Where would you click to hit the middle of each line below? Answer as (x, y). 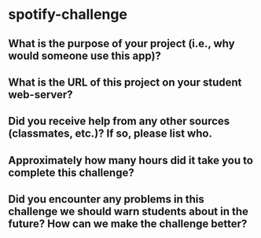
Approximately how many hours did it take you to (131, 160)
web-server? (40, 95)
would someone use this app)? (85, 55)
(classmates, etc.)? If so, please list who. (110, 134)
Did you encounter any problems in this (106, 199)
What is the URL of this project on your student (125, 82)
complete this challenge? (72, 172)
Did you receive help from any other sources (119, 121)
